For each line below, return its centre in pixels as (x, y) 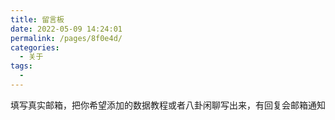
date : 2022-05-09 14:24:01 (66, 29)
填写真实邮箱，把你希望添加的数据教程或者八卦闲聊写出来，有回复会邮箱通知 (168, 105)
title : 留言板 (37, 19)
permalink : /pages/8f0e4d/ (66, 38)
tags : (21, 66)
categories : (35, 47)
